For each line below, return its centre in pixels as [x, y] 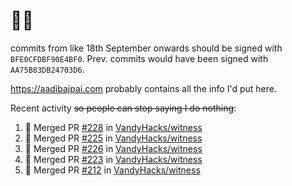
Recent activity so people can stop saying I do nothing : [123, 108]
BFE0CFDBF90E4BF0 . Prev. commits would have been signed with [139, 58]
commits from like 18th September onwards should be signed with [146, 48]
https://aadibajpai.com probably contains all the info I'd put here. [143, 88]
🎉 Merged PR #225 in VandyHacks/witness [113, 138]
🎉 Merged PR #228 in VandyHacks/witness [113, 127]
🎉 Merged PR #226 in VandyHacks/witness [113, 148]
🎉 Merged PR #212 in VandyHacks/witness [112, 170]
